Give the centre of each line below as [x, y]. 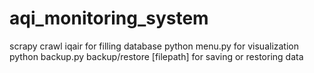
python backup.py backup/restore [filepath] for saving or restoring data [156, 56]
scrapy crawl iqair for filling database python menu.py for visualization [154, 46]
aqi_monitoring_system [109, 18]
